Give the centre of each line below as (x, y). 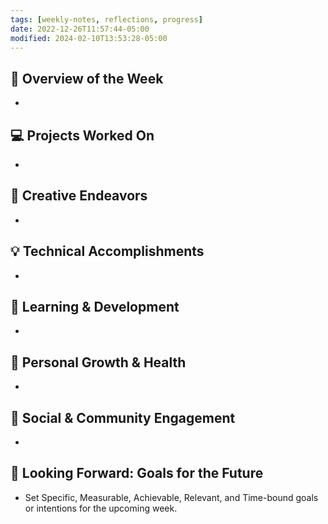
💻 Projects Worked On (82, 135)
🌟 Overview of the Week (87, 78)
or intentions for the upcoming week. (101, 508)
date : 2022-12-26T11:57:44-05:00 (80, 29)
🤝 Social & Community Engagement (123, 417)
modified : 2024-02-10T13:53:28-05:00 (89, 38)
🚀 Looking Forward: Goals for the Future (137, 473)
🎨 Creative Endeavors (79, 196)
